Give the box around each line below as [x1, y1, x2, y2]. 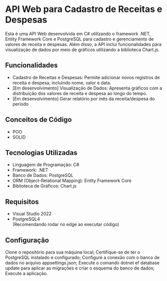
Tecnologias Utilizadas [5, 148, 78, 157]
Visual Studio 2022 [12, 211, 52, 217]
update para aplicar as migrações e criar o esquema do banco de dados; [5, 265, 155, 271]
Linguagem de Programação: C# [12, 161, 80, 168]
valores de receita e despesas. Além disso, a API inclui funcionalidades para [5, 41, 162, 47]
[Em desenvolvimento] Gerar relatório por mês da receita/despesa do [12, 95, 155, 101]
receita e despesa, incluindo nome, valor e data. [12, 79, 111, 85]
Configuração [5, 236, 49, 244]
